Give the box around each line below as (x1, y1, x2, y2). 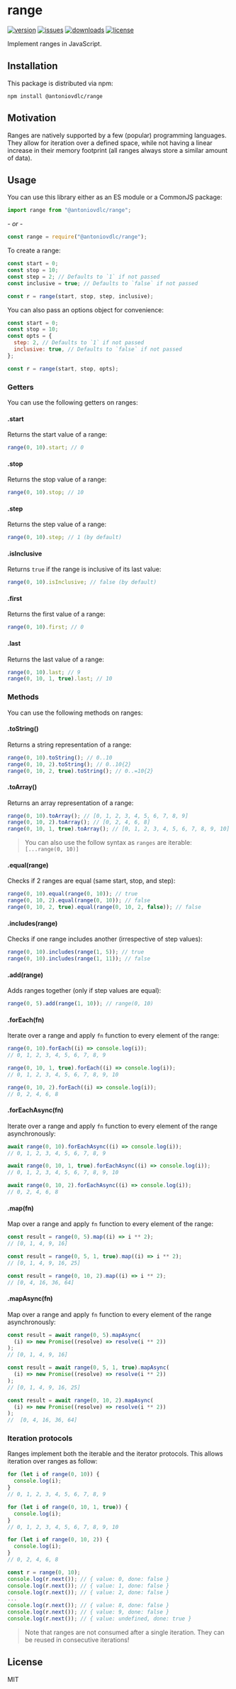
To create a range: (7, 246, 61, 255)
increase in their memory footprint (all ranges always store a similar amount (7, 146, 228, 154)
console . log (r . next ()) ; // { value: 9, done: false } (7, 1609, 170, 1616)
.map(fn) (7, 1204, 34, 1213)
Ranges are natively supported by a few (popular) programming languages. (7, 131, 227, 139)
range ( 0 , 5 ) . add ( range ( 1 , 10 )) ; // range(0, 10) (7, 1000, 154, 1008)
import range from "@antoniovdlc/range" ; (7, 207, 132, 214)
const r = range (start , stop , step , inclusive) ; (7, 292, 154, 300)
